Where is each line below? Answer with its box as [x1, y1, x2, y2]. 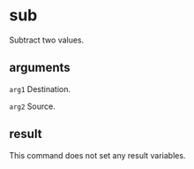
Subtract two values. [9, 35, 85, 45]
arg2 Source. [9, 101, 56, 111]
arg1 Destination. [9, 83, 71, 94]
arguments [9, 60, 71, 75]
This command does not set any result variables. [9, 150, 186, 160]
